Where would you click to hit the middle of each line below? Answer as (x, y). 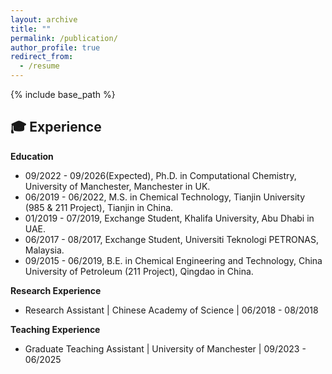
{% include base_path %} (63, 94)
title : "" (31, 29)
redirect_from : (42, 57)
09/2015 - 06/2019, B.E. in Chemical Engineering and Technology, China (173, 260)
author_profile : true (55, 47)
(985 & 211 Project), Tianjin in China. (99, 207)
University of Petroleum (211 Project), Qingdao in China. (139, 271)
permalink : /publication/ (64, 38)
